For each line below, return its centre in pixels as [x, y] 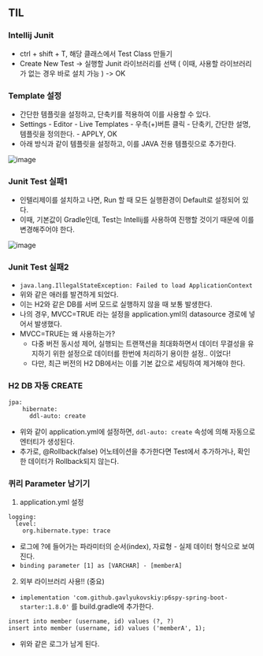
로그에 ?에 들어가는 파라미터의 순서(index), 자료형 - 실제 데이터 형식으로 [130, 547]
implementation [44, 598]
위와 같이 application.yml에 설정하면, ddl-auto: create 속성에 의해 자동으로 [137, 432]
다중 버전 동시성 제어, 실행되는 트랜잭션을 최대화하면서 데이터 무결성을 [139, 343]
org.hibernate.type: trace [67, 531]
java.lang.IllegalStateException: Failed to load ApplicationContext [136, 285]
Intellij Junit [31, 35]
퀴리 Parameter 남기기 [49, 484]
